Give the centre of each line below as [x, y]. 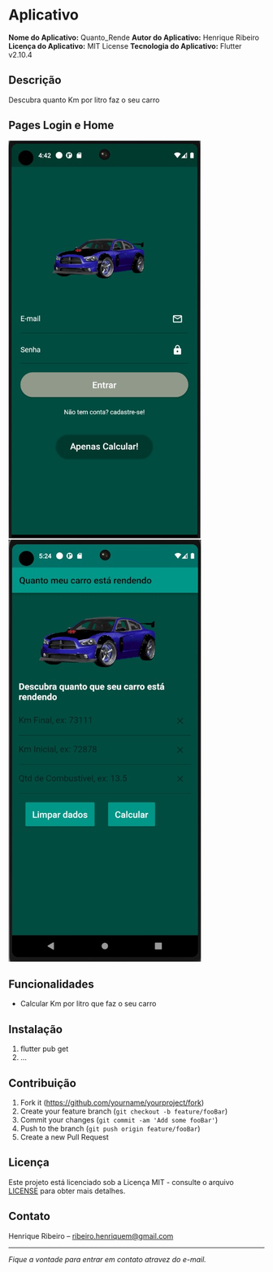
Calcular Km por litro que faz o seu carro [88, 1004]
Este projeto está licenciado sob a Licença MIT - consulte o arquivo [121, 1182]
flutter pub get [44, 1049]
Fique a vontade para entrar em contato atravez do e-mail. [108, 1259]
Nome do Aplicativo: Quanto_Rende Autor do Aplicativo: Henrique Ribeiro [134, 37]
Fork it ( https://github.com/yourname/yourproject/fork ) [112, 1103]
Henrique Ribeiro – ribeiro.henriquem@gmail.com [91, 1235]
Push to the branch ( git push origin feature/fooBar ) [110, 1128]
